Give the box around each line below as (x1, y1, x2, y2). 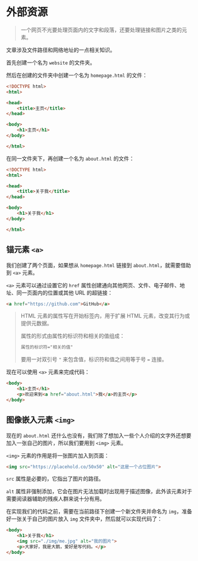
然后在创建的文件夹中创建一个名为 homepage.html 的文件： (6, 71, 148, 79)
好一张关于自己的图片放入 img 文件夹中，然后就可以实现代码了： (6, 515, 163, 522)
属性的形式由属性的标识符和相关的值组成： (20, 333, 125, 340)
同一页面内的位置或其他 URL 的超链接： (16, 289, 113, 296)
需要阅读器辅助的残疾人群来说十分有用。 (6, 495, 105, 503)
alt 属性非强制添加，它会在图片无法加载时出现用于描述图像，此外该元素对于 (6, 488, 193, 495)
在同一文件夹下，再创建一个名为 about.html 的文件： (6, 155, 135, 162)
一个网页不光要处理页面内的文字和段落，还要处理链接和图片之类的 (20, 26, 182, 33)
